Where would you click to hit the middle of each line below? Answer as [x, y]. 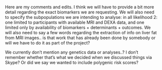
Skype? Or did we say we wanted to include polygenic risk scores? [72, 63]
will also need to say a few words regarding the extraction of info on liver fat [81, 33]
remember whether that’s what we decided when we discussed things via [78, 57]
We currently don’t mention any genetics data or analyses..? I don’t [72, 52]
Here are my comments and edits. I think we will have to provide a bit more [80, 7]
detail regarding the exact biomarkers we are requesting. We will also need [80, 12]
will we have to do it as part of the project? [48, 43]
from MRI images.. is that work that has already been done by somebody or [80, 38]
